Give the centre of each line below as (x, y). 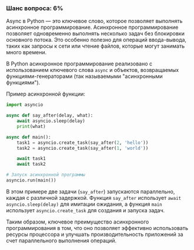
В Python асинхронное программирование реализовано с (79, 64)
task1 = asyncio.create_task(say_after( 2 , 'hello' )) (83, 143)
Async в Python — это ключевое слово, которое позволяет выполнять (94, 21)
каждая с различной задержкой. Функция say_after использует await (93, 198)
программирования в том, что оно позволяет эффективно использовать (97, 228)
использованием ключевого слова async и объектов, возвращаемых (93, 70)
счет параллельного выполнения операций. (61, 241)
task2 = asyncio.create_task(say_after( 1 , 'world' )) (83, 148)
